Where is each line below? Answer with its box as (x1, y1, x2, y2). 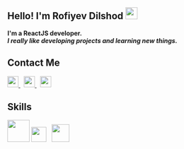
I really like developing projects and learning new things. (7, 36, 178, 44)
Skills (7, 101, 32, 113)
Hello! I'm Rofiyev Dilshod (7, 10, 124, 22)
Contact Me (7, 57, 60, 69)
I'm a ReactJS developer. (7, 29, 83, 37)
